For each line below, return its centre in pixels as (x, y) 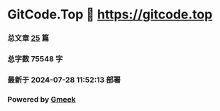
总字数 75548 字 (35, 59)
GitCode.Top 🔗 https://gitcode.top (110, 15)
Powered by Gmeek (42, 99)
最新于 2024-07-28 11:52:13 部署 (64, 80)
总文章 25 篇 (28, 38)
